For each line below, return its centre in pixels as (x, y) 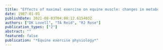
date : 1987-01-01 (23, 14)
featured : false (21, 36)
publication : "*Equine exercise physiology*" (52, 40)
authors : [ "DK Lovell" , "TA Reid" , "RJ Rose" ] (53, 23)
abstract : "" (18, 31)
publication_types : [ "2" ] (31, 27)
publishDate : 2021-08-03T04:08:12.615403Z (49, 18)
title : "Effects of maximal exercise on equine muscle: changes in (75, 9)
